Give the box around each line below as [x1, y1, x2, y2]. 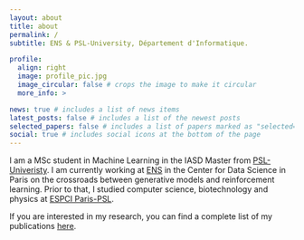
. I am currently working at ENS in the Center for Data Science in [46, 165, 287, 176]
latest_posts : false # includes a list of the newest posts [9, 113, 242, 122]
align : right [17, 63, 67, 72]
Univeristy [9, 165, 48, 176]
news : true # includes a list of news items [9, 105, 180, 114]
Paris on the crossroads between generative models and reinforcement [9, 174, 275, 186]
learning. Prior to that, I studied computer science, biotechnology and [9, 184, 269, 195]
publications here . [9, 221, 77, 232]
